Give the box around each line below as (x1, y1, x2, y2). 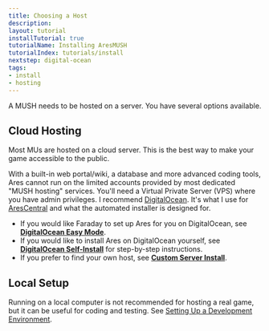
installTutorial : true (8, 34, 84, 42)
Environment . (8, 314, 52, 325)
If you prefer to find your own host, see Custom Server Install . (19, 253, 227, 263)
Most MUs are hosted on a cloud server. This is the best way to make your (8, 145, 255, 155)
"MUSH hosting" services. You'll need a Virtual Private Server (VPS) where (8, 186, 255, 196)
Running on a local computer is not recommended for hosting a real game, (8, 297, 255, 307)
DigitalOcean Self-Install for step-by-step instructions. (19, 244, 203, 254)
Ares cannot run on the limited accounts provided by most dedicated (8, 178, 235, 188)
